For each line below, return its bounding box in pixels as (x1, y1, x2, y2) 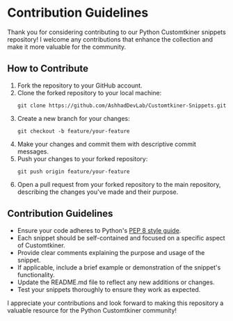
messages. (17, 147, 49, 156)
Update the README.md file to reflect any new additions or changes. (17, 278, 215, 286)
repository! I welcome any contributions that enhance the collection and (7, 35, 214, 43)
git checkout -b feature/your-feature (17, 127, 130, 135)
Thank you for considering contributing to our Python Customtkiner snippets (7, 28, 226, 36)
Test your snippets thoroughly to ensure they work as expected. (17, 285, 201, 293)
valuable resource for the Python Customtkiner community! (7, 306, 177, 314)
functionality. (17, 270, 55, 279)
